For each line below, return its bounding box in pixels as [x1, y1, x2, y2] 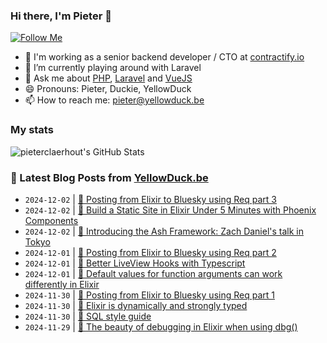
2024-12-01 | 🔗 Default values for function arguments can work [24, 267, 283, 279]
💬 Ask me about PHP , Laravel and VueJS [24, 72, 193, 84]
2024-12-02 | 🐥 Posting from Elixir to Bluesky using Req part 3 [24, 193, 277, 205]
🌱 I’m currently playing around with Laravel [24, 62, 202, 74]
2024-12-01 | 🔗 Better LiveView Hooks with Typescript [24, 257, 246, 269]
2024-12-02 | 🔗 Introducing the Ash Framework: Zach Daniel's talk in [24, 225, 305, 237]
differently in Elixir [24, 278, 100, 290]
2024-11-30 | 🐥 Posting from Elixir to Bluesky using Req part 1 [24, 289, 275, 301]
